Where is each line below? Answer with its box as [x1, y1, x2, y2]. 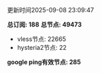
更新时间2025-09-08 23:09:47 [7, 6, 94, 14]
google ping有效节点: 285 [7, 58, 81, 66]
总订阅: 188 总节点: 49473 [7, 20, 82, 29]
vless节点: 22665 [16, 35, 67, 43]
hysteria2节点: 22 [16, 44, 67, 51]
